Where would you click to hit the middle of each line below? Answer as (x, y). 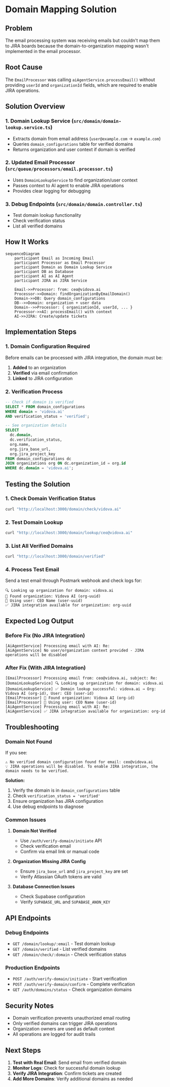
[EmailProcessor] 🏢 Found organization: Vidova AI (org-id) (70, 698)
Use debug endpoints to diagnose (48, 806)
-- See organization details (36, 425)
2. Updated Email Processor (40, 163)
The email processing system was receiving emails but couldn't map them (83, 40)
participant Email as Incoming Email (54, 258)
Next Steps (23, 1050)
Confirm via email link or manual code (60, 852)
